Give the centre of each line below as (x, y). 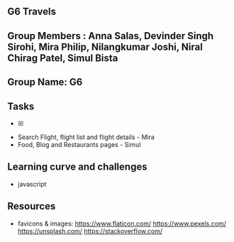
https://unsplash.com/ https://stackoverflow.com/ (90, 231)
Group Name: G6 (45, 82)
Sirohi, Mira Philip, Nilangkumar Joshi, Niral (105, 46)
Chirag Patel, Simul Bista (63, 58)
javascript (32, 184)
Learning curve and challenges (77, 167)
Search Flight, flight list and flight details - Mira (86, 137)
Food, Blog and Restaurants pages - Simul (79, 144)
